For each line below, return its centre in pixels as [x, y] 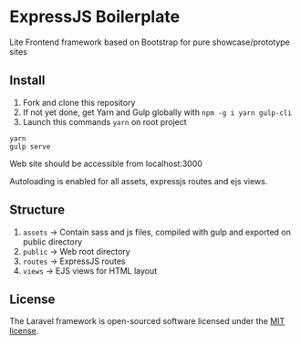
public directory [52, 241]
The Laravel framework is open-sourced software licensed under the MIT [147, 321]
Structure [37, 210]
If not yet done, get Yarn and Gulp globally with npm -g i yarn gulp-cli [157, 112]
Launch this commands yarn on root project [104, 121]
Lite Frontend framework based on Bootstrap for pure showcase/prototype [150, 42]
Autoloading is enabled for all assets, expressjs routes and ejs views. [139, 181]
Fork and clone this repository [79, 102]
